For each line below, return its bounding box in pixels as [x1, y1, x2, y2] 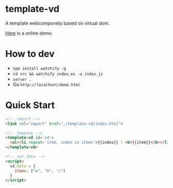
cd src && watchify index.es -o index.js [12, 71, 103, 77]
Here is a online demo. [5, 30, 53, 36]
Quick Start [5, 100, 55, 111]
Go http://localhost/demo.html [12, 81, 81, 87]
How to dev [5, 48, 55, 60]
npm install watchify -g [12, 66, 66, 71]
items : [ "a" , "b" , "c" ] [14, 168, 66, 174]
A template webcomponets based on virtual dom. [5, 20, 110, 26]
